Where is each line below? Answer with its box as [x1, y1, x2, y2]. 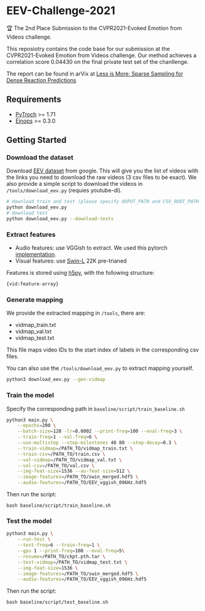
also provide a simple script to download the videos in [6, 180, 143, 188]
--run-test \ [17, 536, 51, 543]
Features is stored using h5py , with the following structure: [6, 269, 155, 277]
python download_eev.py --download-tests [6, 216, 114, 222]
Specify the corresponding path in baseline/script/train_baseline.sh [6, 405, 185, 412]
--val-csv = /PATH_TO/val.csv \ [17, 463, 95, 469]
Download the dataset [6, 153, 74, 162]
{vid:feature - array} [6, 281, 60, 287]
